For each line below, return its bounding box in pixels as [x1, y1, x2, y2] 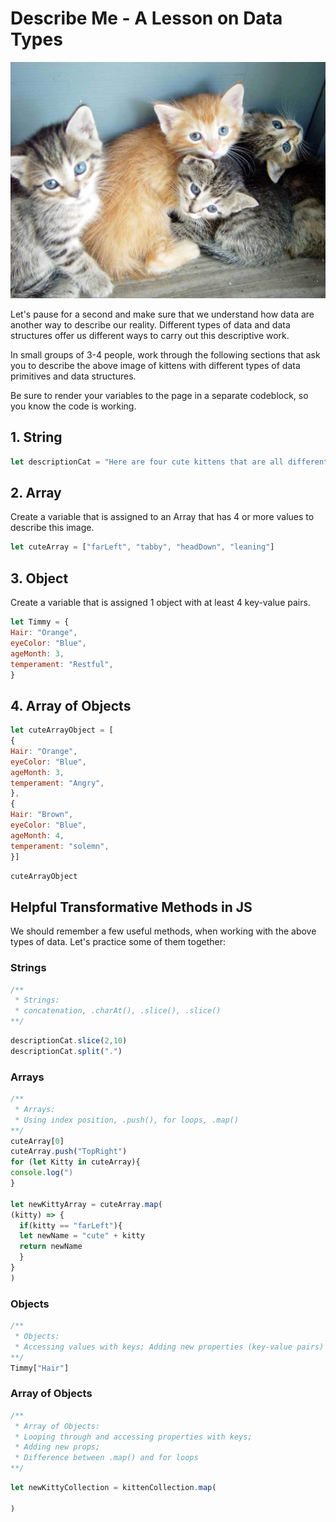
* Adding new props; [14, 1442, 101, 1452]
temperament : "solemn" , [10, 841, 110, 851]
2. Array [10, 485, 62, 502]
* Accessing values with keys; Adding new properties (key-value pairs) [14, 1342, 325, 1352]
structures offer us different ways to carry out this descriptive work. [10, 329, 290, 341]
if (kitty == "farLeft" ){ [19, 1220, 123, 1231]
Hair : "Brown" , [10, 810, 74, 820]
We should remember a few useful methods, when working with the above [10, 925, 317, 937]
